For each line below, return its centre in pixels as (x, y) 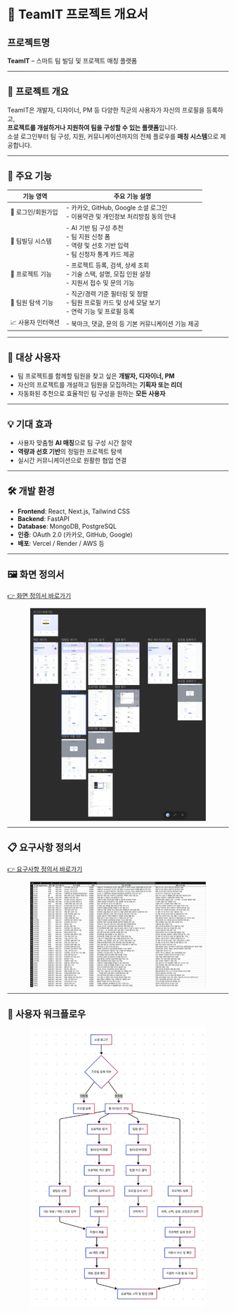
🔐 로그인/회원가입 (34, 212)
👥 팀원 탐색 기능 (32, 302)
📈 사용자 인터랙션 (35, 322)
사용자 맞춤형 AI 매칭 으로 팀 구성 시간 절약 (75, 442)
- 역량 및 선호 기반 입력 (97, 245)
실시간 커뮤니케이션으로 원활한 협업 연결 (72, 460)
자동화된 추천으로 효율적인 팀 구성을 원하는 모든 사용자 (91, 393)
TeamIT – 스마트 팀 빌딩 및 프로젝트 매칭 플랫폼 (72, 61)
